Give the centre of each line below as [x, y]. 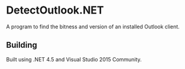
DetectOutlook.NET [55, 10]
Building [22, 45]
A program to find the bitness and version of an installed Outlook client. [93, 27]
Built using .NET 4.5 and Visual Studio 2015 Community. [74, 59]
